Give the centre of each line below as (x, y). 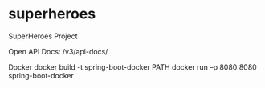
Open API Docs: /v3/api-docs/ (58, 51)
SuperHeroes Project (43, 36)
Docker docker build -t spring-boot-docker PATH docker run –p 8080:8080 (132, 67)
